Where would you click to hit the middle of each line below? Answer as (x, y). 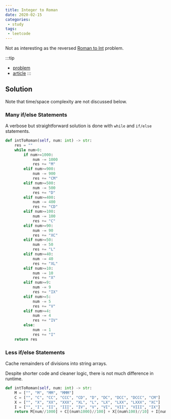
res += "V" (44, 306)
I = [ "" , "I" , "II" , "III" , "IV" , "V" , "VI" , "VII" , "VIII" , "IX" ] (87, 407)
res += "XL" (45, 263)
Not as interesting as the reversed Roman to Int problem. (64, 48)
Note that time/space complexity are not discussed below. (66, 101)
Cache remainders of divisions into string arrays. (56, 364)
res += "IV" (45, 320)
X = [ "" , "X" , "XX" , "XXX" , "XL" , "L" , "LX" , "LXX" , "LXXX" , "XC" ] (87, 402)
